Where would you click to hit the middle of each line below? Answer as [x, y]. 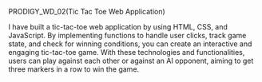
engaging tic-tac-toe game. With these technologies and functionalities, [127, 52]
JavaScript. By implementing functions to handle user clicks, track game [127, 35]
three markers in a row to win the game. [74, 69]
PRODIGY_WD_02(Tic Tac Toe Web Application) [87, 12]
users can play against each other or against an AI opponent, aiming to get [131, 61]
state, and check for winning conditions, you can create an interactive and [130, 44]
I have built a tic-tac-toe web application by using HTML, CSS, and [118, 27]
